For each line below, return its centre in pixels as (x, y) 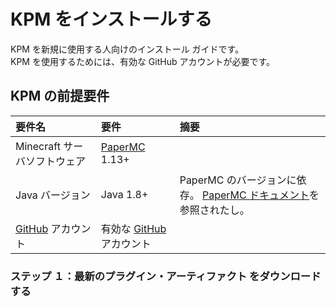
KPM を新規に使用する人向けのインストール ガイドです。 (127, 49)
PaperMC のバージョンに (238, 180)
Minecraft (38, 146)
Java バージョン (53, 195)
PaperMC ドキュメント (255, 195)
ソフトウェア (56, 161)
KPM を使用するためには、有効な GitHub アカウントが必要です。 (143, 61)
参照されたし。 (214, 210)
